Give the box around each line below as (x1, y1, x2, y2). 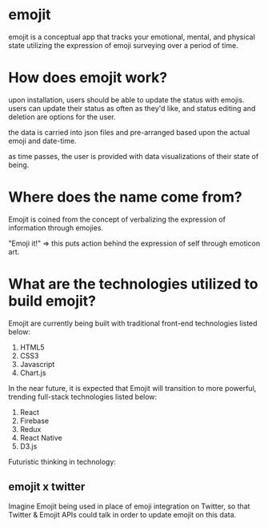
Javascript (19, 359, 55, 369)
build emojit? (8, 292, 97, 309)
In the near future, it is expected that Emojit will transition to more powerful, (8, 383, 257, 393)
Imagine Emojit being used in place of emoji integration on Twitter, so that (8, 501, 250, 511)
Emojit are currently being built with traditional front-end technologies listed (8, 318, 258, 328)
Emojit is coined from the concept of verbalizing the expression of (8, 214, 226, 224)
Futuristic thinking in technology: (8, 457, 116, 466)
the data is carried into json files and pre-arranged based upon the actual (8, 127, 250, 137)
